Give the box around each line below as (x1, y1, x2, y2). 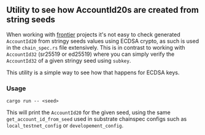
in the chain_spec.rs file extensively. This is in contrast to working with (6, 44, 185, 51)
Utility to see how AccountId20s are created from (6, 5, 199, 15)
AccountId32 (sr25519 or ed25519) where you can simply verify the (6, 50, 175, 58)
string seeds (6, 15, 55, 25)
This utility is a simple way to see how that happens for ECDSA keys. (6, 69, 180, 76)
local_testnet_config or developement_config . (6, 122, 124, 129)
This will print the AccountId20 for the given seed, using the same (6, 109, 171, 116)
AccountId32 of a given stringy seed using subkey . (6, 56, 131, 64)
